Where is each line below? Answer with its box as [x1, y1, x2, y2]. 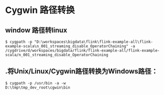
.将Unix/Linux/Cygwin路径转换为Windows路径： [5, 67, 158, 76]
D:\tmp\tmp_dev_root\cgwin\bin [5, 85, 70, 90]
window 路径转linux [5, 26, 67, 34]
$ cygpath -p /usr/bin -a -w [5, 81, 66, 86]
